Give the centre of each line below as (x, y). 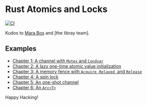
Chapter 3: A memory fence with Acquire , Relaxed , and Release (77, 71)
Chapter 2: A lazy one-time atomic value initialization (67, 66)
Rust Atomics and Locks (56, 9)
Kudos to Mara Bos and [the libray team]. (47, 33)
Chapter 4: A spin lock (35, 77)
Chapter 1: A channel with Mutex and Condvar (58, 61)
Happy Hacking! (22, 97)
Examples (21, 49)
